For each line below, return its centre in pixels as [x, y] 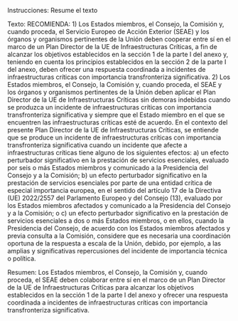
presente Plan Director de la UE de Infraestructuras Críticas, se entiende [113, 130]
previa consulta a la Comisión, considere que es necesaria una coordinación [119, 236]
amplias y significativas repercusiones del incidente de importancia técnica [117, 251]
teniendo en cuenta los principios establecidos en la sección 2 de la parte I [117, 62]
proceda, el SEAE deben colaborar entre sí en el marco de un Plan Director [117, 280]
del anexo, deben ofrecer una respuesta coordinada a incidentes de [107, 69]
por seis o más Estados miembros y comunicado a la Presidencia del [108, 168]
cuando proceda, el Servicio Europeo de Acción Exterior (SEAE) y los [108, 32]
